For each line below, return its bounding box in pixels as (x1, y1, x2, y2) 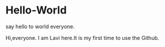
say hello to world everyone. (5, 23, 75, 30)
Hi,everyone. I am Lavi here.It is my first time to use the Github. (5, 34, 160, 41)
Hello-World (5, 4, 67, 17)
